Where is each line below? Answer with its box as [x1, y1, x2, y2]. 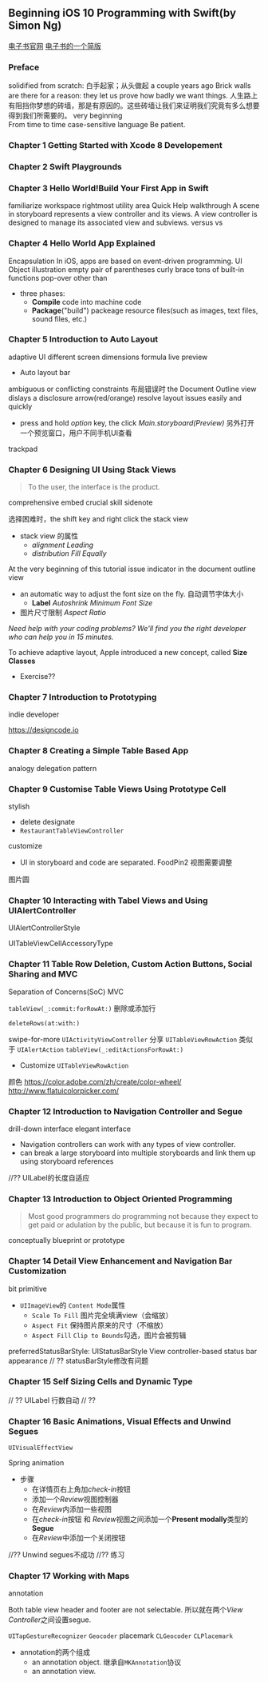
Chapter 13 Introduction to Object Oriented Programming [8, 1193, 233, 1205]
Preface [8, 62, 40, 73]
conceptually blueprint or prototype [8, 1236, 125, 1245]
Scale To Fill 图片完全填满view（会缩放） [31, 1310, 173, 1320]
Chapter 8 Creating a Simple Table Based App [8, 745, 189, 757]
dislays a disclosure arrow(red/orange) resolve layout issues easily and [8, 393, 242, 402]
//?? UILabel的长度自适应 [8, 1173, 90, 1182]
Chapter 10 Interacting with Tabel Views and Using [8, 895, 208, 906]
